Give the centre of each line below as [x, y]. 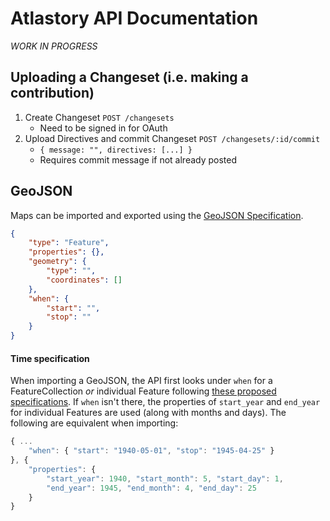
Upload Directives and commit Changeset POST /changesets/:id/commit [172, 138]
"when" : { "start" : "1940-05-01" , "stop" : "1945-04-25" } [151, 451]
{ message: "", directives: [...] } [116, 150]
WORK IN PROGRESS [54, 46]
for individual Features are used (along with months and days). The [148, 413]
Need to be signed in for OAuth [103, 128]
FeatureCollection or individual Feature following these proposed [143, 391]
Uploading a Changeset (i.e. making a [129, 77]
